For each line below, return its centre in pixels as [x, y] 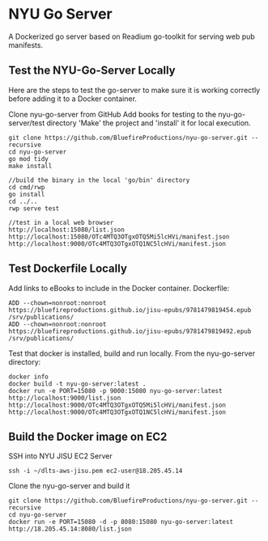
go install [27, 194]
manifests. [26, 44]
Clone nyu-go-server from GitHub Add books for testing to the [113, 114]
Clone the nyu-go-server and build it [69, 486]
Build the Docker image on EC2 [88, 436]
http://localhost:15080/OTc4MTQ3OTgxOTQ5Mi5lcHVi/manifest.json [119, 237]
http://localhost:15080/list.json [67, 230]
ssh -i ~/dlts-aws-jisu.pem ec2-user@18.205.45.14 [96, 471]
